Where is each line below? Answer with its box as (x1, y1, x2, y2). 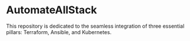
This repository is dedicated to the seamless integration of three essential (6, 23, 185, 29)
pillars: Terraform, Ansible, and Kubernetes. (6, 28, 112, 35)
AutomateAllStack (6, 3, 97, 17)
